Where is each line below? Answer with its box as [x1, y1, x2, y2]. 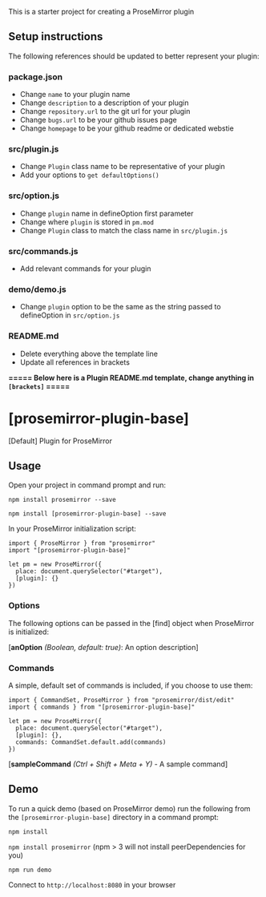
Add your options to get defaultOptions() [19, 170, 159, 180]
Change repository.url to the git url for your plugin [19, 107, 191, 116]
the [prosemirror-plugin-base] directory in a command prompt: [8, 812, 219, 822]
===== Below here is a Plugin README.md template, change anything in [8, 373, 255, 382]
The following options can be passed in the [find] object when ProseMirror [8, 618, 255, 628]
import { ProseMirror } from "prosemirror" [8, 539, 156, 547]
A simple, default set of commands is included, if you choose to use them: [8, 681, 253, 690]
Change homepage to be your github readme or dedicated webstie [19, 123, 234, 133]
